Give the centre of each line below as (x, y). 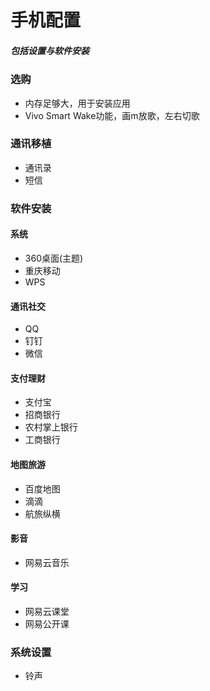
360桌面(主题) (54, 258)
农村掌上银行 (51, 427)
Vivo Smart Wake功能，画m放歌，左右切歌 (112, 115)
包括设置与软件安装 (50, 50)
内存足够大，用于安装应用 (77, 103)
